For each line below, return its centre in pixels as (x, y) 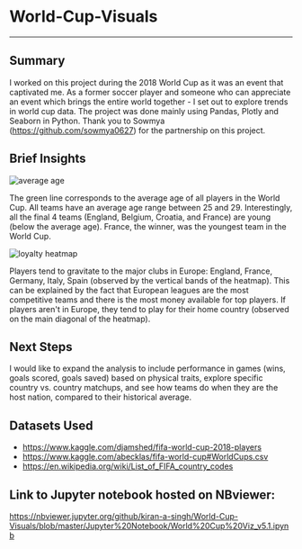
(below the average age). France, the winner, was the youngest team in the (148, 226)
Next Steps (41, 347)
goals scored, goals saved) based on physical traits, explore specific (136, 378)
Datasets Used (51, 425)
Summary (37, 61)
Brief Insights (48, 159)
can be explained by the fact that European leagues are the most (129, 290)
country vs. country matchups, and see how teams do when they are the (144, 388)
